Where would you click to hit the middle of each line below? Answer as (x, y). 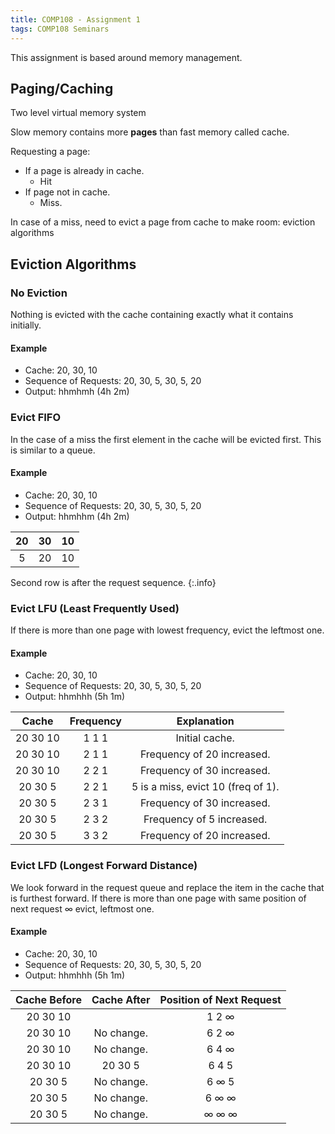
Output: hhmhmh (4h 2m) (77, 392)
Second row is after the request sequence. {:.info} (113, 582)
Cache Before (48, 999)
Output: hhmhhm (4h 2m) (77, 516)
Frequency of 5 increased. (205, 819)
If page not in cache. (67, 192)
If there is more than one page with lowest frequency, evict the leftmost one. (167, 630)
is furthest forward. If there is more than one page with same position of (158, 898)
